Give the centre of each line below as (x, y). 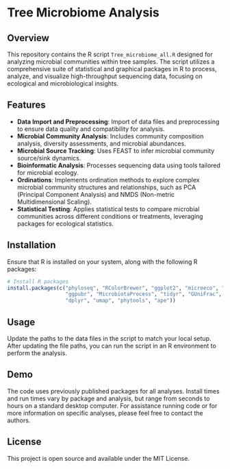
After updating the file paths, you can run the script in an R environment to (112, 346)
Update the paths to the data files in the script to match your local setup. (109, 338)
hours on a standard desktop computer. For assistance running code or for (112, 405)
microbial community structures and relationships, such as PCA (106, 187)
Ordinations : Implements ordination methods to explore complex (108, 180)
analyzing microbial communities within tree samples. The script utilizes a (111, 62)
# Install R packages (38, 281)
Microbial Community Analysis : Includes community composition (110, 136)
